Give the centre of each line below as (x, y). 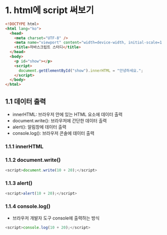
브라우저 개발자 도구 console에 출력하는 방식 (56, 218)
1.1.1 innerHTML (24, 146)
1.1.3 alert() (19, 183)
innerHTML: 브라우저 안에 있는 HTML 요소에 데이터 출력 (67, 114)
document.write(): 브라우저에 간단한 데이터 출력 (59, 121)
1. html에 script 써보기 (49, 10)
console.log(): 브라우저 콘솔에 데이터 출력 (53, 133)
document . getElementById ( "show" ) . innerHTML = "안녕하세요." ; (81, 71)
